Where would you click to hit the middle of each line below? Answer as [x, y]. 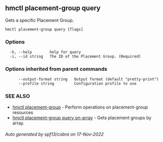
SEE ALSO [18, 96]
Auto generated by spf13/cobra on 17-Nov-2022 [54, 135]
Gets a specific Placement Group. [40, 20]
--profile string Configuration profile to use [77, 84]
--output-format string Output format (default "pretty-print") [88, 79]
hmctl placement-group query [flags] [44, 29]
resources [23, 112]
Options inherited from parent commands [56, 69]
